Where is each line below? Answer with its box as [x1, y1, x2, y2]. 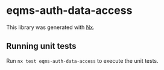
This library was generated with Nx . [6, 24, 95, 31]
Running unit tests [6, 41, 77, 51]
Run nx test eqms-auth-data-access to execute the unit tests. [6, 57, 159, 64]
